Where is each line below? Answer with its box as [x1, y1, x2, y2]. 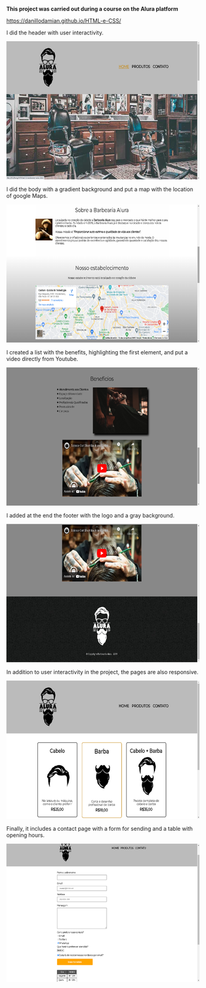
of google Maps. [6, 192, 48, 199]
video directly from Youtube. [6, 356, 78, 362]
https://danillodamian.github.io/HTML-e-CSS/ [6, 17, 121, 24]
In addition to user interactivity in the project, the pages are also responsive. [6, 669, 199, 675]
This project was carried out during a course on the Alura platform [6, 6, 178, 12]
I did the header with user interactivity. [6, 29, 104, 36]
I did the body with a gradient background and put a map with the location [6, 185, 194, 193]
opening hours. [6, 831, 45, 839]
